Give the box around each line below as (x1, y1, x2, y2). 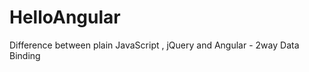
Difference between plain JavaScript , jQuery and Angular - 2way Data (9, 39, 300, 51)
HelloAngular (9, 6, 121, 29)
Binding (9, 49, 41, 61)
